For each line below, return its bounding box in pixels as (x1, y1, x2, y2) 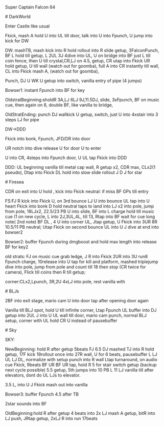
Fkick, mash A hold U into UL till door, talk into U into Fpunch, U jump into (5, 33, 153, 38)
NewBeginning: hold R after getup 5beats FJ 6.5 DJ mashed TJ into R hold (5, 346, 154, 352)
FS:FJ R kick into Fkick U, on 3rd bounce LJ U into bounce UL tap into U (5, 198, 150, 204)
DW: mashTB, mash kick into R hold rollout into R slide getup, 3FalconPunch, (5, 48, 159, 53)
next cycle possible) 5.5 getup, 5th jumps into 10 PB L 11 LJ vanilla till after (5, 367, 154, 373)
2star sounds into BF (5, 401, 47, 406)
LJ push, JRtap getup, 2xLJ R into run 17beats (5, 416, 98, 421)
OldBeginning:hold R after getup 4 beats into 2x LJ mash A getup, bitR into (5, 410, 156, 416)
